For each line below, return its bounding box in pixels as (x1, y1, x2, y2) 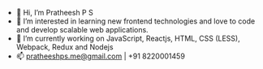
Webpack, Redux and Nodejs (15, 42, 114, 52)
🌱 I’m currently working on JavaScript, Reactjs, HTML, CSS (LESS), (15, 33, 241, 43)
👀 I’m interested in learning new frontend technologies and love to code (15, 16, 256, 26)
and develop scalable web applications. (15, 25, 149, 34)
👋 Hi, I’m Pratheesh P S (15, 8, 93, 17)
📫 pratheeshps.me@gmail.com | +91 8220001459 (15, 51, 185, 61)
